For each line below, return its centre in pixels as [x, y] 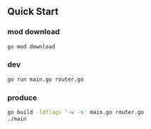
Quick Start [33, 12]
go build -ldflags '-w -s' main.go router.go [75, 113]
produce [22, 97]
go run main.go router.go [45, 79]
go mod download [31, 46]
